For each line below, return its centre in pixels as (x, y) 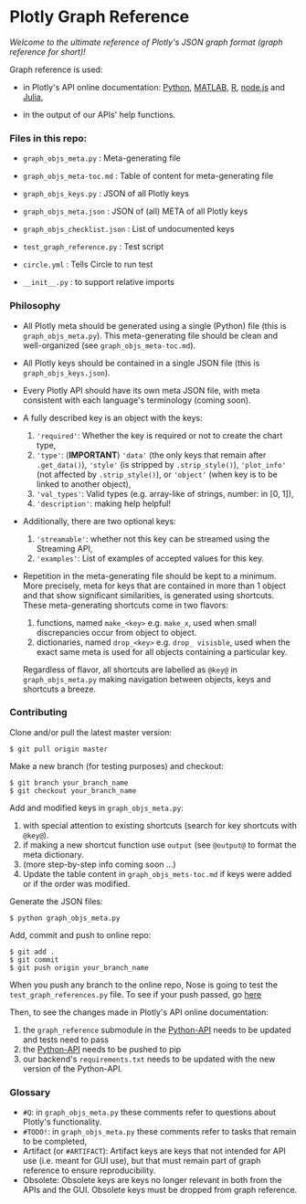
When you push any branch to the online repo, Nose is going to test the (144, 985)
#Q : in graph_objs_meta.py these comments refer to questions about (149, 1113)
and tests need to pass (66, 1040)
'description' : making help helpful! (104, 503)
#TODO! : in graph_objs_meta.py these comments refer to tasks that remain (159, 1132)
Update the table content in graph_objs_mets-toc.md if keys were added (157, 873)
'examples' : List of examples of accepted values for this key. (150, 558)
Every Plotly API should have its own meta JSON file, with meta (141, 390)
